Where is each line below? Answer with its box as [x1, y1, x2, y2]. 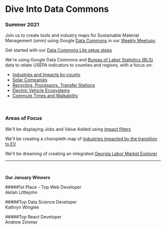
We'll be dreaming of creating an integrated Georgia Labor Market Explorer [5, 150, 158, 157]
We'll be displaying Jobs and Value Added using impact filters [5, 126, 131, 132]
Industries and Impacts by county [12, 72, 81, 78]
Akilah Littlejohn [5, 189, 38, 195]
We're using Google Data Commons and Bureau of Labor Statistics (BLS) [5, 57, 153, 63]
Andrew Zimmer [5, 219, 38, 225]
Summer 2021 [5, 21, 40, 28]
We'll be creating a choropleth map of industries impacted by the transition [5, 135, 158, 142]
